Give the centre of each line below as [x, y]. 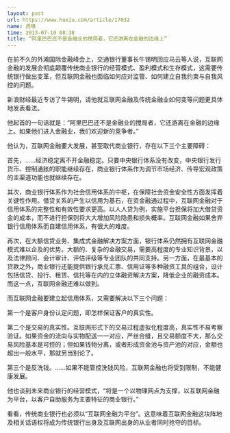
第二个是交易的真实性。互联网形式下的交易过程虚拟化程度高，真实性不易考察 [115, 327]
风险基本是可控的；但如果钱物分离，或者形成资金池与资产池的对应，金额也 [118, 345]
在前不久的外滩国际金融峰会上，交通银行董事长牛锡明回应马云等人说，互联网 [115, 60]
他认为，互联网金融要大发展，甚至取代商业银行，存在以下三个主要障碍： [109, 146]
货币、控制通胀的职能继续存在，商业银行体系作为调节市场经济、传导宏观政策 [115, 169]
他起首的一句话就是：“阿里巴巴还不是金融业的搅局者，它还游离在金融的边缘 [114, 123]
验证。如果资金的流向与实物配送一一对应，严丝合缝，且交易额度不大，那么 [112, 336]
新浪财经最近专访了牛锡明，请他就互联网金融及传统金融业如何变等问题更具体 [115, 99]
